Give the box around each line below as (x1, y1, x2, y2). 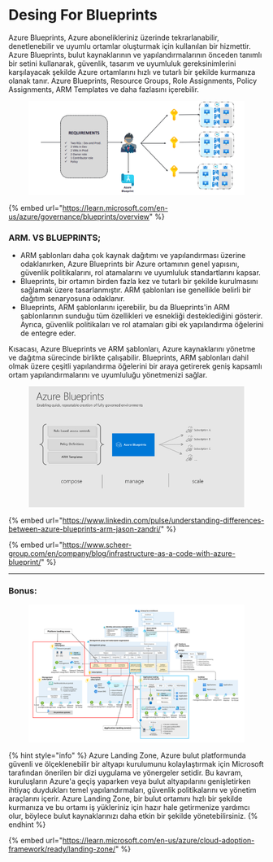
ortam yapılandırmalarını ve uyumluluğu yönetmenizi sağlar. (8, 370, 208, 379)
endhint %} (8, 820, 46, 829)
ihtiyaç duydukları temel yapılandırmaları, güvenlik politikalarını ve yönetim (8, 785, 257, 795)
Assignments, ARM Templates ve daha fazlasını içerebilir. (8, 84, 199, 94)
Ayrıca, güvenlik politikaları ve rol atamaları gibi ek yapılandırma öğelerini (19, 319, 264, 329)
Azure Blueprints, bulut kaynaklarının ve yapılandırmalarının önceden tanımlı (8, 50, 262, 59)
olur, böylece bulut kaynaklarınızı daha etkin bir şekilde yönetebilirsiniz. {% (8, 812, 258, 821)
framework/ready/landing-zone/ (8, 844, 116, 854)
